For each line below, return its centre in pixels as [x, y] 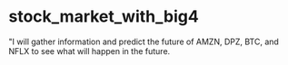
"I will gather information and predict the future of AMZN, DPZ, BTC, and [144, 42]
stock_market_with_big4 [104, 17]
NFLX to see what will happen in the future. [89, 51]
